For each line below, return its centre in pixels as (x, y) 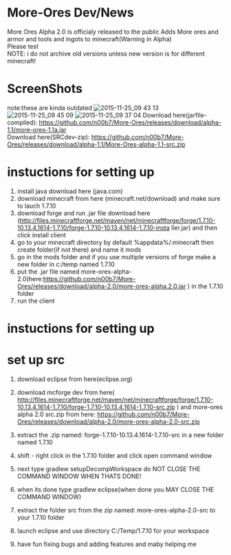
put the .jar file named (48, 271)
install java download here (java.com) (70, 191)
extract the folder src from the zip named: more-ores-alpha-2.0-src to (116, 510)
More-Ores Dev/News (70, 13)
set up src (36, 360)
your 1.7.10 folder (41, 517)
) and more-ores (200, 406)
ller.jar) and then (194, 228)
